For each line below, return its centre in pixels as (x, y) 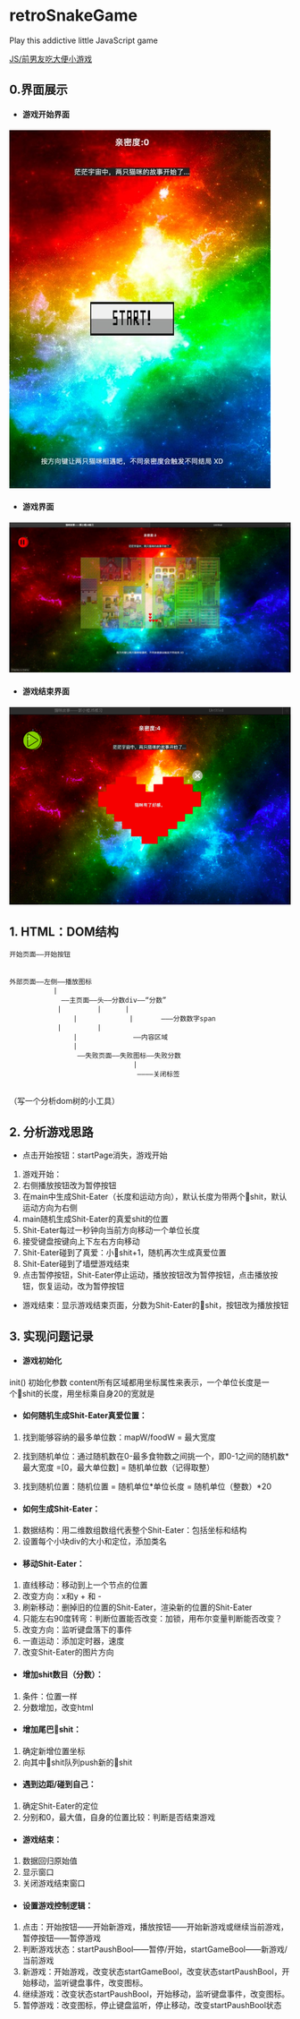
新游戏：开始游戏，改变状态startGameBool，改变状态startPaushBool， (152, 1972)
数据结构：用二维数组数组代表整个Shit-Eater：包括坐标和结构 (134, 1530)
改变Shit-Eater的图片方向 (68, 1652)
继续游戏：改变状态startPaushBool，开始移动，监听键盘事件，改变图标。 (156, 1994)
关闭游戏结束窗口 (54, 1883)
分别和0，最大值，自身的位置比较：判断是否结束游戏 (119, 1818)
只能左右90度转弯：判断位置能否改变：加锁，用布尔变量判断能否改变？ (152, 1619)
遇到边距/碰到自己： (59, 1784)
